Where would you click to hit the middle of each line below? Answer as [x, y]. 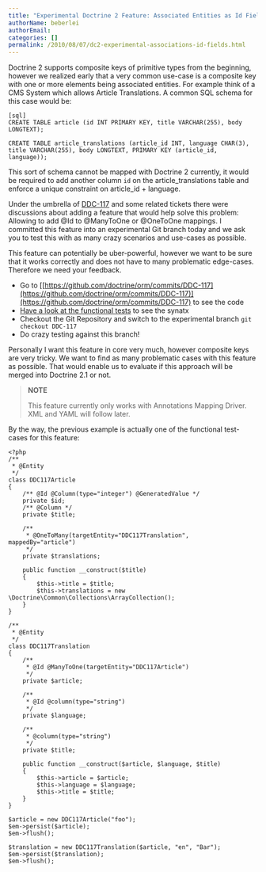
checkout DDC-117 [48, 327]
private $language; [55, 716]
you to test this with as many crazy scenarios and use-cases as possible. [127, 238]
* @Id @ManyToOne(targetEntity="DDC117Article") [108, 667]
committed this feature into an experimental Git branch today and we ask [127, 230]
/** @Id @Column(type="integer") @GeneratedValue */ [111, 494]
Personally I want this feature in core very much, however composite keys [129, 350]
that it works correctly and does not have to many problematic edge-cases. [131, 261]
